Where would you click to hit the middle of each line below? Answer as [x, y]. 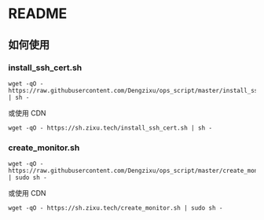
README [38, 14]
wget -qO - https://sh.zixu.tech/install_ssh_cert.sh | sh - [110, 128]
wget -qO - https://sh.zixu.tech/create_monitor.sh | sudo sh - [115, 208]
